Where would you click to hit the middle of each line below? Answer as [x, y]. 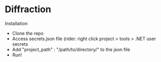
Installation [16, 23]
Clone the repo [28, 33]
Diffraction [28, 9]
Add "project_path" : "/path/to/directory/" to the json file [71, 49]
